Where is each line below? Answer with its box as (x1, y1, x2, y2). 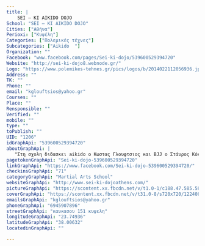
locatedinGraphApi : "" (6, 225, 64, 231)
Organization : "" (6, 49, 51, 55)
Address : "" (6, 72, 37, 78)
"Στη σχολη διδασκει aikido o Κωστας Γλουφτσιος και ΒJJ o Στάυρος (14, 151, 190, 157)
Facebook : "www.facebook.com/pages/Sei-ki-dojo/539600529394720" (6, 54, 176, 61)
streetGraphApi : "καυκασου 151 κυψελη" (6, 208, 108, 214)
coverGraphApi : (6, 191, 45, 197)
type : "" (6, 123, 29, 129)
